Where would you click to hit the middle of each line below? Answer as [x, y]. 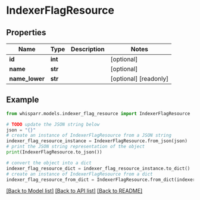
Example [23, 100]
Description [88, 49]
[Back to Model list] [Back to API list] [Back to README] [74, 191]
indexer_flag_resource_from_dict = [50, 180]
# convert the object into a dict [49, 163]
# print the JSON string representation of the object [76, 147]
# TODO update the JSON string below [53, 124]
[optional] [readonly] [139, 79]
